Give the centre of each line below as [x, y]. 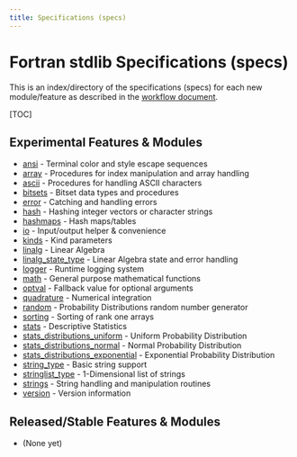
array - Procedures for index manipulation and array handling [136, 174]
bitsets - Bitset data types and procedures [100, 193]
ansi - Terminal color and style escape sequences [115, 164]
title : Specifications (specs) [68, 18]
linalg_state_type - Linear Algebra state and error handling [130, 260]
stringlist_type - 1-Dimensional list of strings [104, 374]
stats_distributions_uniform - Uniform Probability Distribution [135, 336]
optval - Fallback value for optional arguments [108, 288]
